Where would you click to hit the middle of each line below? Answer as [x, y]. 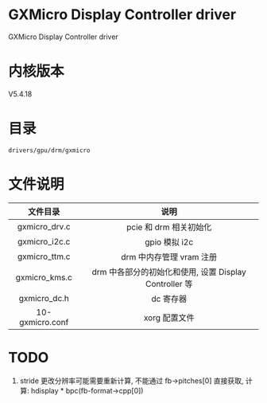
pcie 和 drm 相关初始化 [169, 227]
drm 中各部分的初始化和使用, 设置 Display [169, 272]
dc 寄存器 [169, 299]
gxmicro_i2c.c [44, 241]
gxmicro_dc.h [44, 298]
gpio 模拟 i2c [169, 242]
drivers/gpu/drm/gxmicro [49, 150]
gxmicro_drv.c [44, 226]
